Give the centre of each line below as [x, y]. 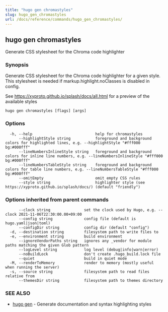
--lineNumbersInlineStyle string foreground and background [85, 152]
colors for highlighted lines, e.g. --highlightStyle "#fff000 [73, 143]
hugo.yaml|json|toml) [28, 223]
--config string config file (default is [77, 219]
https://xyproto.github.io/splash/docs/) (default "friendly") [73, 187]
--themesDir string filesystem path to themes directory [91, 281]
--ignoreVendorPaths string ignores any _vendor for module [85, 241]
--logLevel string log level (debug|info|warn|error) [88, 250]
